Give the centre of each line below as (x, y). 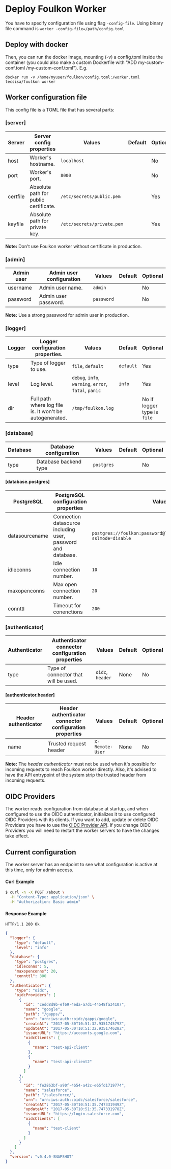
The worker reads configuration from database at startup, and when (77, 809)
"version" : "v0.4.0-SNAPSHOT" (42, 1157)
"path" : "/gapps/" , (44, 1014)
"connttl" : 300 (31, 976)
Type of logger (48, 363)
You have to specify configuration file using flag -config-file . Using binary (84, 23)
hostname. (42, 164)
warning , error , (90, 384)
